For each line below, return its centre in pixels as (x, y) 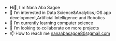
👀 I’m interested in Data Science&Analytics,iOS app (60, 13)
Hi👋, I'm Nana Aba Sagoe (35, 7)
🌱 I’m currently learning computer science (51, 23)
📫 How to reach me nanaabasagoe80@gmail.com (60, 33)
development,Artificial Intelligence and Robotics (57, 18)
